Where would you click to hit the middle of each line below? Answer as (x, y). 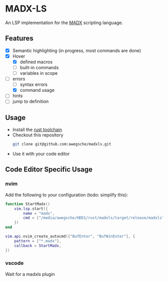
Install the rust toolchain (37, 130)
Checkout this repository (38, 135)
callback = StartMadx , (38, 246)
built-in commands (39, 67)
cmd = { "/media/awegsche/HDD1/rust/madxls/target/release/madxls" (94, 218)
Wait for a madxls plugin (30, 274)
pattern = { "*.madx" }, (38, 241)
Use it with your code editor (41, 154)
